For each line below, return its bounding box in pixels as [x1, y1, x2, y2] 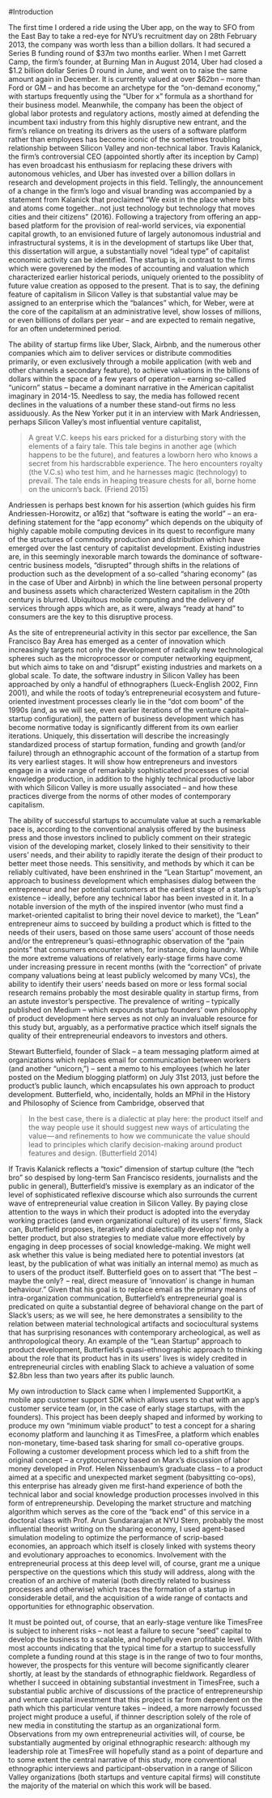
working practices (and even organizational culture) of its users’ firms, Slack [8, 1215, 263, 1225]
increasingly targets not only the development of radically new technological [8, 645, 264, 655]
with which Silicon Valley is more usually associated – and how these [8, 783, 238, 792]
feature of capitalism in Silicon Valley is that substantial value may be [8, 289, 239, 299]
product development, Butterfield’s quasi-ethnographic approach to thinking [8, 1345, 263, 1354]
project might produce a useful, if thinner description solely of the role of [8, 1712, 251, 1721]
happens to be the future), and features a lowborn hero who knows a [28, 450, 258, 459]
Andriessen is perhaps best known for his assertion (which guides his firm [8, 500, 257, 510]
